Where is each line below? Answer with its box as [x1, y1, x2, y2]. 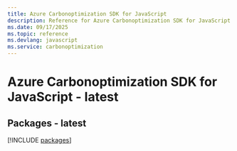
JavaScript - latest [7, 89, 119, 105]
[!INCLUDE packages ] [7, 136, 72, 144]
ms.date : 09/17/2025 [7, 23, 69, 30]
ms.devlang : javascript [7, 37, 78, 44]
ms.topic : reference [7, 30, 69, 38]
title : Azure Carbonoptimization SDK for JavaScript [7, 10, 167, 18]
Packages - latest [7, 117, 87, 129]
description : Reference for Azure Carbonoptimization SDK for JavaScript [7, 17, 231, 24]
